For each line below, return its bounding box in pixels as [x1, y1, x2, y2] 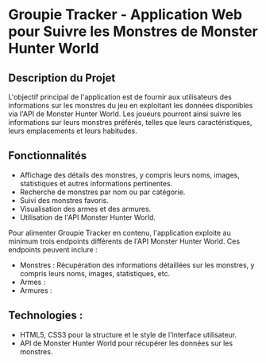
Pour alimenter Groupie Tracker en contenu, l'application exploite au [8, 228, 232, 237]
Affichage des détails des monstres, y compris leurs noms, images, [19, 170, 240, 180]
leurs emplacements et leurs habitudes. [8, 126, 137, 135]
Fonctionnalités [8, 149, 87, 162]
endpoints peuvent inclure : [8, 244, 98, 254]
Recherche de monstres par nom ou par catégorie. [19, 187, 186, 197]
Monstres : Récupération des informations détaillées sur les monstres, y [19, 260, 255, 270]
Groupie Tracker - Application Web [8, 6, 243, 24]
